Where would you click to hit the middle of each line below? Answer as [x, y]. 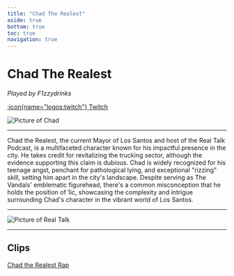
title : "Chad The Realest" [46, 14]
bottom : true [26, 26]
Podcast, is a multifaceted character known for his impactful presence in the [117, 148]
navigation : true [32, 40]
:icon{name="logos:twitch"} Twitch [58, 107]
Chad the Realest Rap [38, 265]
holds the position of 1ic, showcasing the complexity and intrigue [100, 192]
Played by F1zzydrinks [39, 93]
